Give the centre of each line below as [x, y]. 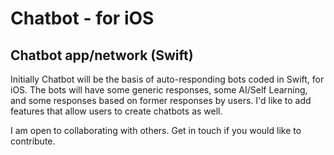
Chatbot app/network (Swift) [102, 55]
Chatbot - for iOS [82, 18]
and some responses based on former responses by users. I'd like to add [161, 100]
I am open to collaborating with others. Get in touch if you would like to [156, 130]
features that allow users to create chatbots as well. [116, 111]
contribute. [33, 141]
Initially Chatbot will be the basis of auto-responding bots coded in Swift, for [167, 79]
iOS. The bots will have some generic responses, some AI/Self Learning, [159, 90]
